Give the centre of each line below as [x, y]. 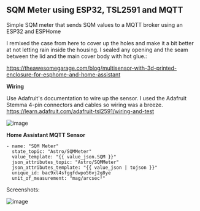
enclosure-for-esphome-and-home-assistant [63, 74]
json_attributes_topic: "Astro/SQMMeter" [66, 162]
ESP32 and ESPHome [34, 31]
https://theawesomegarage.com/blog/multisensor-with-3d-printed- [91, 68]
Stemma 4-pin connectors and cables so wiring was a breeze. [85, 105]
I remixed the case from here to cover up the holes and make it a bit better [100, 43]
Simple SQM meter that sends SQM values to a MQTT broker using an [94, 24]
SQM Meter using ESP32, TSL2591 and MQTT [95, 10]
